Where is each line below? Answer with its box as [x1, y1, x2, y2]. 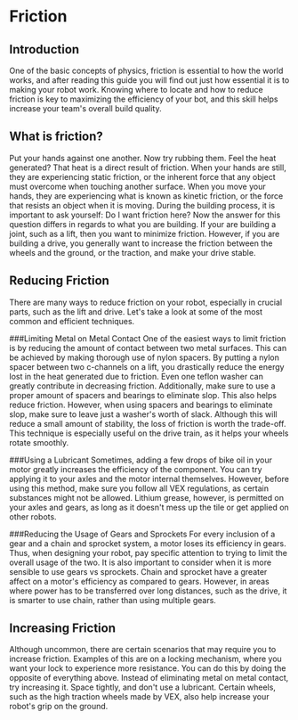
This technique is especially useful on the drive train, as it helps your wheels [9, 428, 289, 438]
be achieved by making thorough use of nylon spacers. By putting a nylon [9, 352, 280, 363]
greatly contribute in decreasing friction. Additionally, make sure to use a [9, 380, 276, 391]
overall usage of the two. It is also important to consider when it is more [9, 557, 272, 568]
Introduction [9, 42, 80, 57]
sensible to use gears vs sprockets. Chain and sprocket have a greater [9, 566, 268, 577]
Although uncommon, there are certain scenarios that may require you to [9, 644, 277, 655]
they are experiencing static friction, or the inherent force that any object [9, 171, 276, 182]
